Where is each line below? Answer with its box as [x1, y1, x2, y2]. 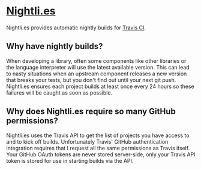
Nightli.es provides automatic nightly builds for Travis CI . [6, 24, 146, 31]
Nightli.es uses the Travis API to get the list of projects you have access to [6, 132, 190, 139]
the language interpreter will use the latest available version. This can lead [6, 63, 190, 71]
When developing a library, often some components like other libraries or [6, 57, 187, 64]
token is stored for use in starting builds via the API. [6, 157, 134, 164]
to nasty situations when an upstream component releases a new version [6, 70, 187, 77]
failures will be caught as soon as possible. [6, 89, 113, 96]
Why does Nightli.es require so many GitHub [6, 107, 176, 117]
